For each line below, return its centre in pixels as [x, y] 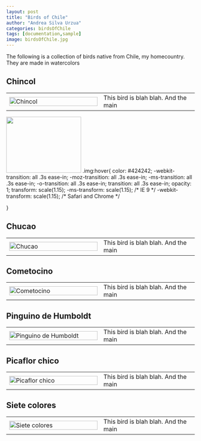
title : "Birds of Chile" [37, 17]
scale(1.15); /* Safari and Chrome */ [77, 196]
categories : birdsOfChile [38, 28]
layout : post [22, 12]
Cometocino [30, 272]
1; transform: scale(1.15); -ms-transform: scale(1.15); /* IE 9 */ [81, 189]
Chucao [21, 227]
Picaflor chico [33, 361]
